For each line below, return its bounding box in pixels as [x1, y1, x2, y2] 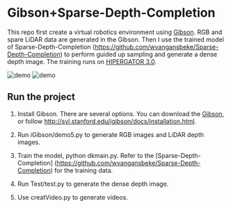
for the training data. [54, 166, 113, 175]
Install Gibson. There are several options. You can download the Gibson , [17, 109, 225, 118]
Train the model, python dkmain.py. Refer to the [17, 151, 154, 159]
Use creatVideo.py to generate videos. [17, 193, 129, 201]
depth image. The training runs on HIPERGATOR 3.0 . [7, 57, 157, 65]
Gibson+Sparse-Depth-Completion [7, 5, 216, 21]
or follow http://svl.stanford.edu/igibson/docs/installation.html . [17, 117, 197, 125]
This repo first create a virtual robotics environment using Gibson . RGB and [7, 28, 223, 36]
